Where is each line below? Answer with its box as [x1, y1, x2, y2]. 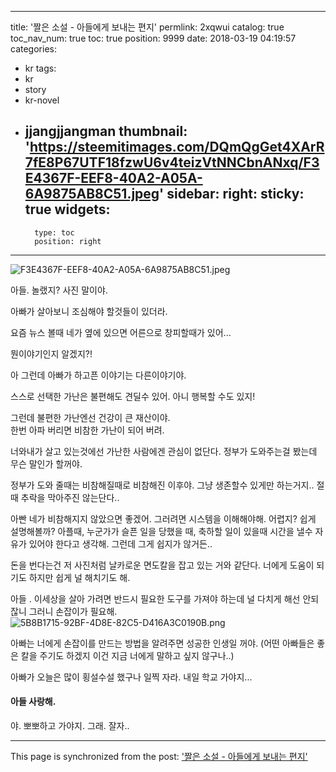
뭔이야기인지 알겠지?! [10, 347, 93, 360]
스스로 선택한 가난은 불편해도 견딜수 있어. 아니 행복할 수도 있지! [10, 390, 256, 402]
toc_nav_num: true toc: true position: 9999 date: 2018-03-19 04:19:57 [10, 32, 297, 44]
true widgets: [24, 201, 111, 218]
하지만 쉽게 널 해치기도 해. [28, 571, 131, 583]
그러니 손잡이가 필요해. [28, 605, 118, 617]
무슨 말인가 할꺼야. [10, 457, 83, 470]
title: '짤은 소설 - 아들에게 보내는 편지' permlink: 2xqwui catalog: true [10, 21, 285, 33]
